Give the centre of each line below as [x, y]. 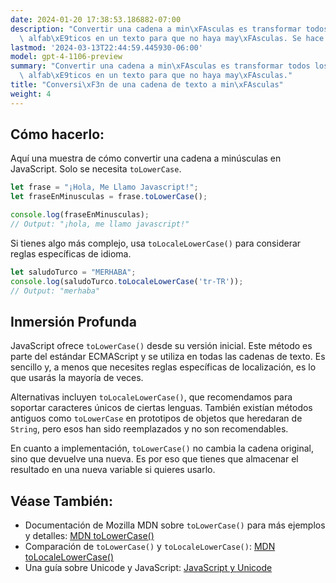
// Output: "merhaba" [55, 291]
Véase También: [61, 501]
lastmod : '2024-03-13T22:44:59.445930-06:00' [106, 47]
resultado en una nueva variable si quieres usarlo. [113, 470]
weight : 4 [31, 94]
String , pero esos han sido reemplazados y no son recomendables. [149, 429]
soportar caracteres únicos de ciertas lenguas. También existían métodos [161, 408]
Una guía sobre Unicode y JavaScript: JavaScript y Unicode [148, 568]
